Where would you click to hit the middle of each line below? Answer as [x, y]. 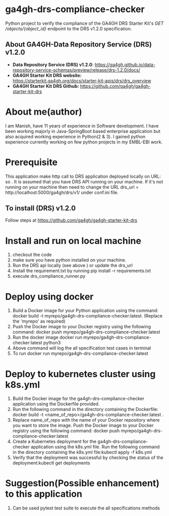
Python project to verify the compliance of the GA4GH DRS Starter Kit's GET [84, 23]
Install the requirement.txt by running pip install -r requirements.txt [82, 271]
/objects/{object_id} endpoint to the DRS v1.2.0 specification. [69, 28]
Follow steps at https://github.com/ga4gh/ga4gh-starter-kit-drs [71, 220]
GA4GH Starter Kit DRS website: [47, 75]
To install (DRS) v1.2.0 [41, 208]
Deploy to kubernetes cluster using [80, 374]
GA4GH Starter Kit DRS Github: [46, 86]
